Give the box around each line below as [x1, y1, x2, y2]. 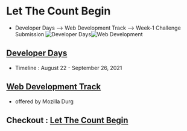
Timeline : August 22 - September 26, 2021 [14, 64, 122, 71]
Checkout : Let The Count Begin [6, 115, 128, 125]
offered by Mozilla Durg [14, 98, 74, 105]
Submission [14, 30, 45, 37]
